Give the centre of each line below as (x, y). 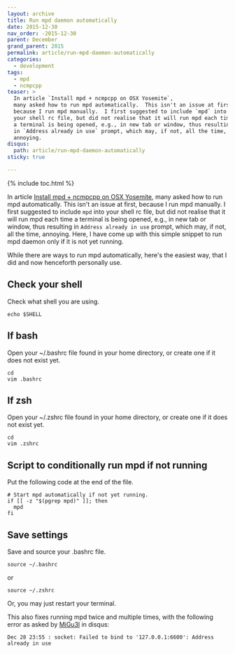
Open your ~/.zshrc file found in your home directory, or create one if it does (117, 417)
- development (34, 66)
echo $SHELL (24, 314)
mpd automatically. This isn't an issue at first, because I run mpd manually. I (116, 204)
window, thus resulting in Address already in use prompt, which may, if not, (117, 226)
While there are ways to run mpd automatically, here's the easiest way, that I (117, 255)
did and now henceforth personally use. (65, 262)
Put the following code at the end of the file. (71, 482)
